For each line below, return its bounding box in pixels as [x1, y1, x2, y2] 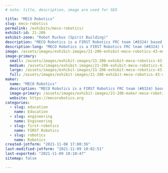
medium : [9, 63, 26, 68]
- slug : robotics [9, 132, 46, 137]
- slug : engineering [9, 114, 52, 119]
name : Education [14, 109, 48, 114]
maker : [5, 77, 19, 82]
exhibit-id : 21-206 [5, 30, 46, 35]
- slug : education [9, 104, 48, 110]
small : [9, 58, 23, 63]
